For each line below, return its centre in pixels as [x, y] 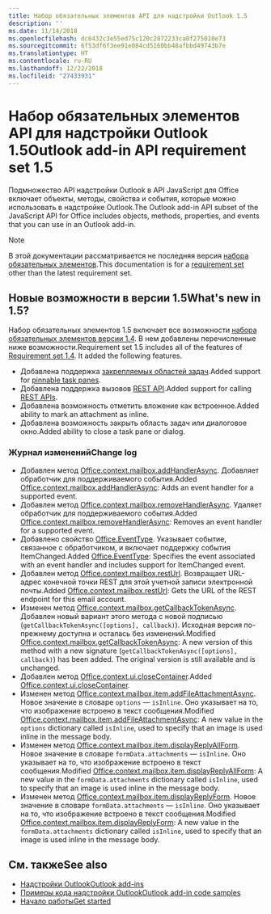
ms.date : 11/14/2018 [43, 31]
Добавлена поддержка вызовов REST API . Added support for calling [136, 389]
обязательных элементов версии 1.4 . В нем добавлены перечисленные [132, 339]
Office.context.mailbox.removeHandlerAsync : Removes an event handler [141, 521]
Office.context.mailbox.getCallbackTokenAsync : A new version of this [136, 642]
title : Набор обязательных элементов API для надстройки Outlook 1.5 [128, 16]
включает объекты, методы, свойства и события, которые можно [122, 198]
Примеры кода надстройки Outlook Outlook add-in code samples [130, 893]
